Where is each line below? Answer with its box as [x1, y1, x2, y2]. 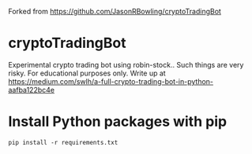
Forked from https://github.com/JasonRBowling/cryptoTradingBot [8, 7, 221, 16]
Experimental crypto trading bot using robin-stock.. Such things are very [8, 60, 244, 69]
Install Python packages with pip [8, 113, 228, 130]
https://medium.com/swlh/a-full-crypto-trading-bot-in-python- [8, 76, 214, 86]
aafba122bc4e [8, 85, 55, 94]
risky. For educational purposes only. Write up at [8, 68, 166, 78]
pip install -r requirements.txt [8, 138, 118, 146]
